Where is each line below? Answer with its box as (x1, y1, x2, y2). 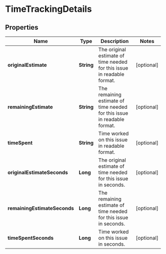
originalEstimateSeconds (7, 169, 68, 176)
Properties (5, 23, 39, 32)
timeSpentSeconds (7, 235, 54, 241)
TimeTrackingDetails (5, 3, 92, 15)
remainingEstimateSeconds (7, 205, 74, 212)
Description (100, 38, 129, 44)
